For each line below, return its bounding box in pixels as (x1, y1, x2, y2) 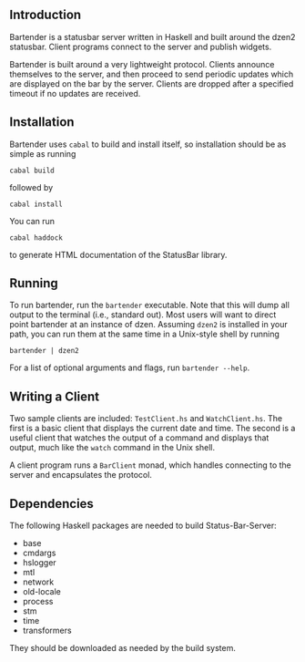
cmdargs (22, 547, 56, 559)
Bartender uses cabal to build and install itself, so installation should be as (9, 139, 287, 150)
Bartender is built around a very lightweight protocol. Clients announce (9, 58, 275, 69)
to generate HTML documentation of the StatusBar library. (9, 249, 228, 260)
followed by (9, 181, 54, 192)
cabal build (9, 166, 55, 175)
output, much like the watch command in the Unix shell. (9, 442, 216, 453)
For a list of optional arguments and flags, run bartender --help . (9, 362, 250, 373)
